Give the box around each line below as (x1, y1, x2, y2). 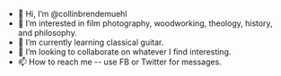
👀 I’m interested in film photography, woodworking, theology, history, (17, 18, 273, 29)
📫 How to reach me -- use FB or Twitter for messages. (17, 56, 222, 67)
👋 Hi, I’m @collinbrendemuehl (17, 9, 127, 19)
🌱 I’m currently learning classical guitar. (17, 37, 164, 47)
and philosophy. (17, 28, 78, 38)
